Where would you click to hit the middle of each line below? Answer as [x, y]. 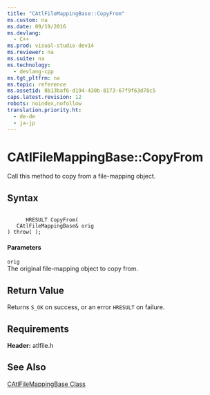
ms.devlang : [24, 33]
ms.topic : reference [37, 84]
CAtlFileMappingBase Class [47, 384]
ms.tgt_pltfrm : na [34, 78]
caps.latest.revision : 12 [44, 98]
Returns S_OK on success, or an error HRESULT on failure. [86, 307]
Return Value [36, 290]
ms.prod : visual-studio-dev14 [51, 46]
